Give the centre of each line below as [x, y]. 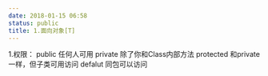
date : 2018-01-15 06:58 [48, 16]
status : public [34, 23]
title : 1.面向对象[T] [42, 30]
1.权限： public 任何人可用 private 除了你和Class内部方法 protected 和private [134, 54]
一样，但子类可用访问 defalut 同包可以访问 [78, 64]
